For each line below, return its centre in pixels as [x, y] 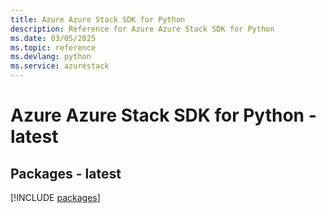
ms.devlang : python [51, 57]
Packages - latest [66, 173]
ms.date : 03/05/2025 [53, 38]
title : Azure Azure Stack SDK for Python [98, 19]
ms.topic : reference [53, 47]
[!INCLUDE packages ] [55, 197]
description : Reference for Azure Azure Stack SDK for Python [142, 29]
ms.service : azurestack [60, 66]
